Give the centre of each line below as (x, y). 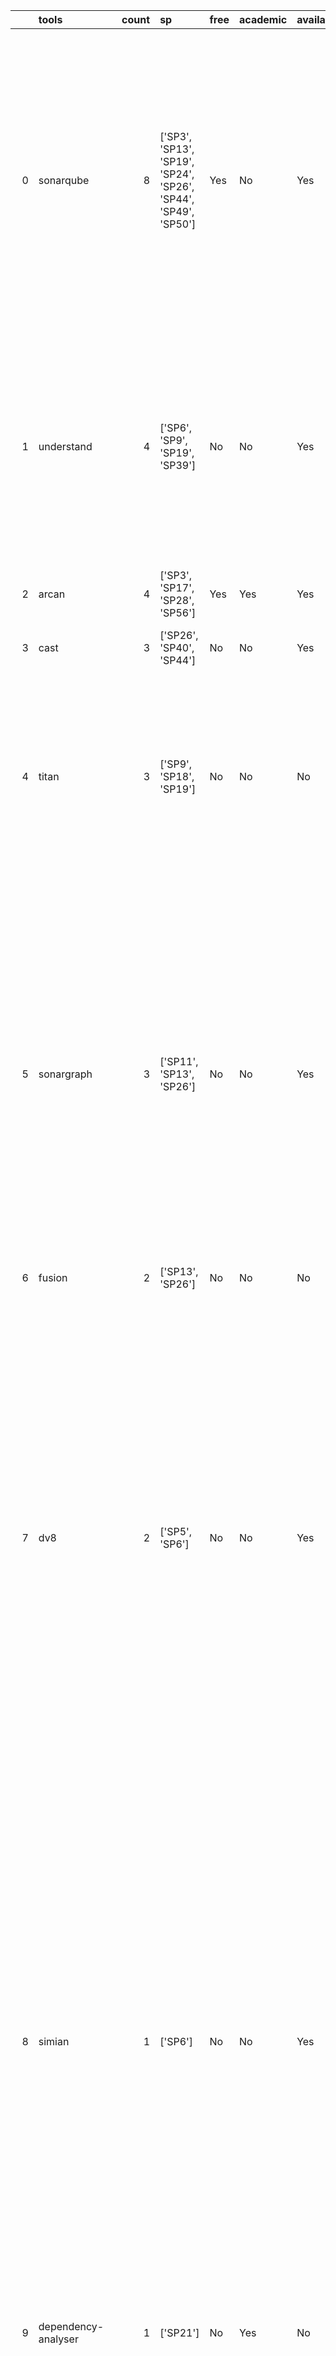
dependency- (71, 2326)
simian (54, 2041)
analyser (58, 2339)
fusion (53, 1277)
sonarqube (64, 180)
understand (65, 446)
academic (263, 19)
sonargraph (65, 1074)
